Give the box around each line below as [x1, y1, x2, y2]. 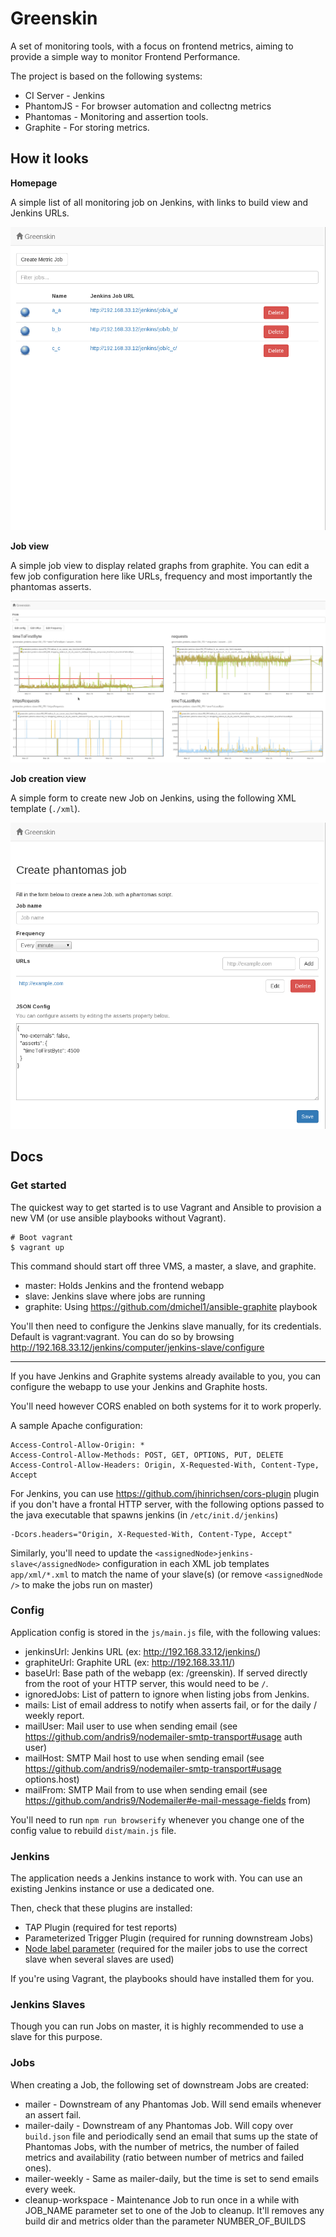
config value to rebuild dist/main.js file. [10, 1824, 177, 1836]
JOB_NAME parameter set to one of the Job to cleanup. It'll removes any [24, 2204, 325, 2216]
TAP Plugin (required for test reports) [24, 1922, 178, 1934]
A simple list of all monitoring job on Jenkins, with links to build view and [10, 196, 309, 208]
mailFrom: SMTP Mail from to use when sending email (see [24, 1783, 268, 1796]
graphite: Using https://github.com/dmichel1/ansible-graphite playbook [24, 1300, 318, 1312]
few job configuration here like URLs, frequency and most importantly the [10, 570, 313, 582]
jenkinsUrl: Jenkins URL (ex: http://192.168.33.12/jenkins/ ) [24, 1645, 262, 1657]
